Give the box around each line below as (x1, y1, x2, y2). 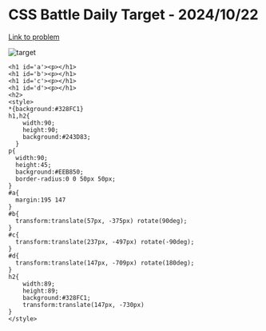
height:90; (22, 126, 59, 134)
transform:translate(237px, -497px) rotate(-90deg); (15, 237, 195, 245)
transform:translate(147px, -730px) (22, 301, 145, 309)
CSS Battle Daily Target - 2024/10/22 (8, 6, 259, 24)
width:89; (22, 280, 56, 288)
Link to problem (8, 32, 60, 42)
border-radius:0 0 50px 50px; (15, 174, 116, 183)
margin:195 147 (15, 196, 66, 204)
